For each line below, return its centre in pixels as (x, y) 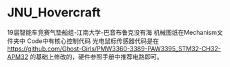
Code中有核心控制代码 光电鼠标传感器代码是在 (93, 41)
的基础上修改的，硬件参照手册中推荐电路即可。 (97, 57)
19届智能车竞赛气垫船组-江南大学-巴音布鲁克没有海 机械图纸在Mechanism (112, 32)
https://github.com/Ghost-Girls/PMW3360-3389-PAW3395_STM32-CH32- (114, 49)
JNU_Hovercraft (54, 13)
